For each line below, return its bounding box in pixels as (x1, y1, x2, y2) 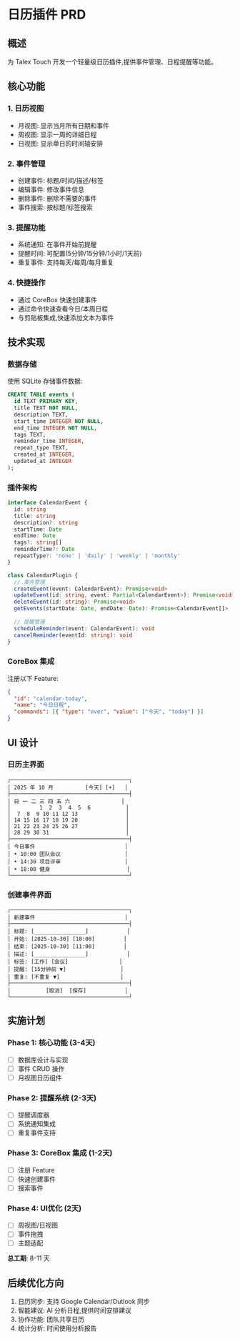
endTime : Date (14, 532, 56, 539)
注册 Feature (17, 1165, 55, 1174)
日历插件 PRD (7, 6, 86, 23)
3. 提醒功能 (7, 222, 46, 232)
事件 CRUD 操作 (17, 1064, 65, 1072)
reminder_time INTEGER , (14, 437, 84, 445)
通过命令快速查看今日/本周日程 (17, 304, 109, 313)
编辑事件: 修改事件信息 (17, 185, 84, 194)
